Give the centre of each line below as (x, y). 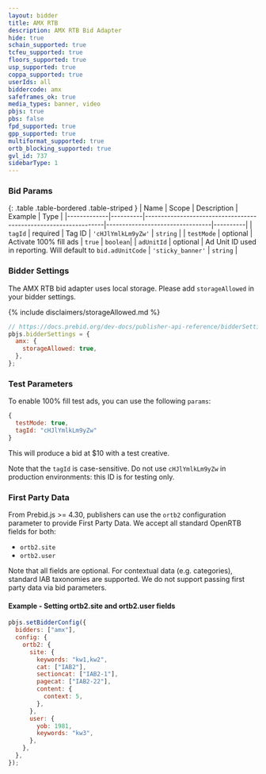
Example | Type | (36, 217)
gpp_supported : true (42, 133)
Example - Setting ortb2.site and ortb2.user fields (92, 606)
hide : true (26, 38)
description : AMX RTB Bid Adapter (65, 30)
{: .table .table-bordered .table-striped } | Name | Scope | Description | (123, 208)
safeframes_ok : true (42, 97)
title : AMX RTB (33, 23)
